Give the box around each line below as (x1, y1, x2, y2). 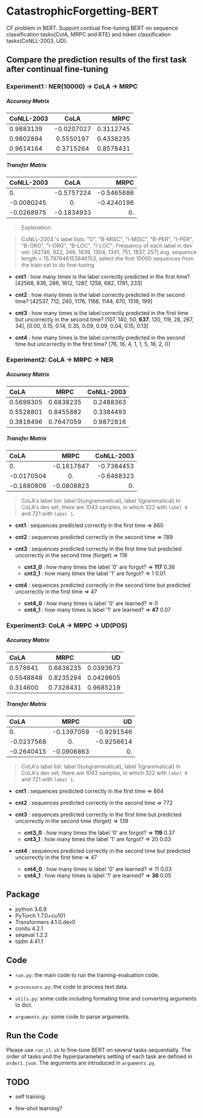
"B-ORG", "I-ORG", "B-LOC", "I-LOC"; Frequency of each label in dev (21, 242, 193, 250)
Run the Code (6, 1030, 59, 1040)
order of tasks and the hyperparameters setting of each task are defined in (6, 1053, 193, 1060)
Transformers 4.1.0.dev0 (14, 918, 76, 925)
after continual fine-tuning (6, 64, 109, 74)
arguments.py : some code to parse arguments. (14, 1013, 130, 1020)
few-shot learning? (14, 1105, 62, 1112)
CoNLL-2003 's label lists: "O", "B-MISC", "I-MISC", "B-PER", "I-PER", (21, 236, 193, 243)
